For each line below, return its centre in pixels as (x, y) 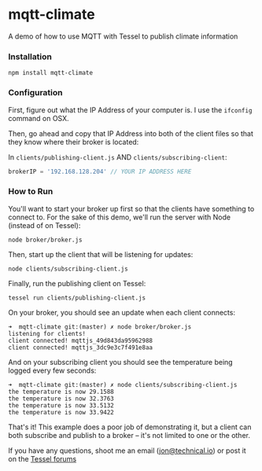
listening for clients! (47, 333)
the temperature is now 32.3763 (61, 399)
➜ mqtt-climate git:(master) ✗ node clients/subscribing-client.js (123, 385)
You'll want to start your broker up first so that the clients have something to (131, 208)
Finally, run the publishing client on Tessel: (77, 283)
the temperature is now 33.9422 (61, 412)
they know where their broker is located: (74, 142)
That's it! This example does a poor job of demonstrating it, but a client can (130, 427)
